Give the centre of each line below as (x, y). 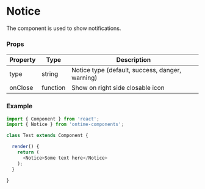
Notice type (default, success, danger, (126, 70)
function (54, 88)
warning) (84, 78)
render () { (26, 147)
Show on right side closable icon (118, 88)
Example (20, 106)
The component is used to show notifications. (64, 28)
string (50, 74)
